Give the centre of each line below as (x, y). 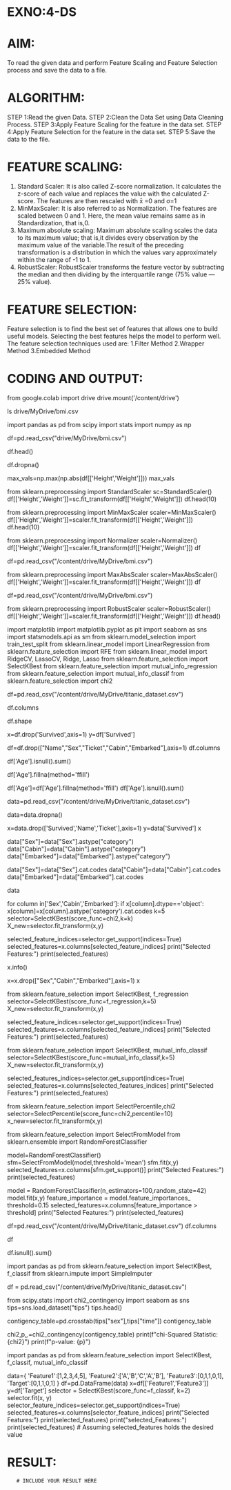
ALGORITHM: (46, 98)
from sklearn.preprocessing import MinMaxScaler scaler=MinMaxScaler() (112, 512)
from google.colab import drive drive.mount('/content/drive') (93, 397)
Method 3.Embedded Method (49, 350)
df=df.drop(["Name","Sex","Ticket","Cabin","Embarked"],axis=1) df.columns (114, 748)
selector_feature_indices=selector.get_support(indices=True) (94, 1405)
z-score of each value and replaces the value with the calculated (109, 194)
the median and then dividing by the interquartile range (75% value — (116, 274)
